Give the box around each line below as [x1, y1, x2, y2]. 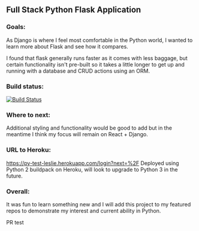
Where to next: [6, 110, 51, 119]
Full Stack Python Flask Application [6, 5, 141, 15]
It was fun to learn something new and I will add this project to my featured [6, 200, 191, 208]
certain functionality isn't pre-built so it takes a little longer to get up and [6, 61, 185, 68]
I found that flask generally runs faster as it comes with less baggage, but [6, 54, 188, 62]
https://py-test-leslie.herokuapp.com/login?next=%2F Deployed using [6, 159, 179, 167]
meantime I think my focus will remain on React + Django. [6, 131, 148, 138]
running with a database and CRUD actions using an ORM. [6, 67, 150, 74]
